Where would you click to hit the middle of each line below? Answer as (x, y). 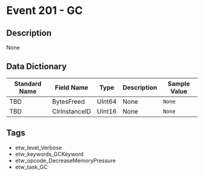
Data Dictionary (36, 66)
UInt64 (107, 101)
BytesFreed (68, 101)
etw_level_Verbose (38, 147)
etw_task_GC (31, 167)
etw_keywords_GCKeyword (49, 154)
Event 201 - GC (45, 11)
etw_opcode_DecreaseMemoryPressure (65, 160)
